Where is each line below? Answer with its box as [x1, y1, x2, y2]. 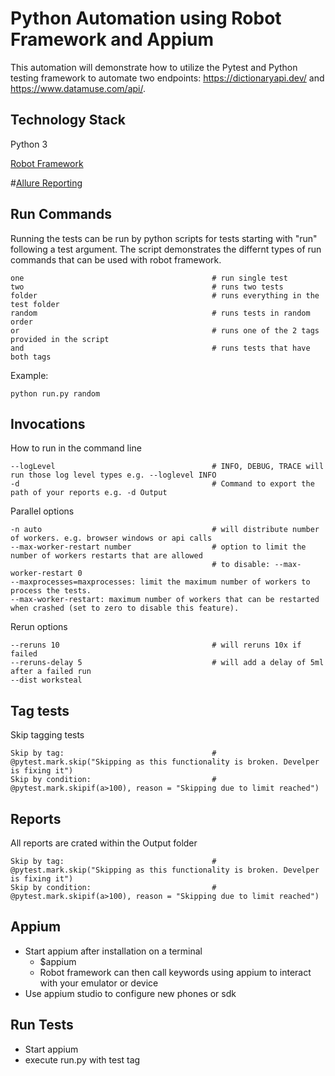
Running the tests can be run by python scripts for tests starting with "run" [10, 232, 318, 244]
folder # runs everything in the [10, 290, 320, 301]
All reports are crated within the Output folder [10, 837, 198, 849]
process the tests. [10, 586, 92, 596]
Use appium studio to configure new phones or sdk [24, 987, 237, 999]
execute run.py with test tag [24, 1053, 141, 1066]
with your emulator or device [39, 977, 159, 989]
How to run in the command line [10, 442, 142, 454]
